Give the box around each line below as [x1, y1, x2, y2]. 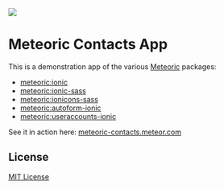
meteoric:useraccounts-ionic [19, 111, 117, 121]
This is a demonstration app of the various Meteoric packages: [8, 61, 217, 72]
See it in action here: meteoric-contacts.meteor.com [8, 127, 182, 137]
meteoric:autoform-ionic [19, 103, 102, 113]
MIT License [8, 171, 50, 181]
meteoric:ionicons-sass [19, 94, 99, 104]
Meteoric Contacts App [8, 35, 168, 54]
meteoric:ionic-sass [19, 85, 86, 96]
